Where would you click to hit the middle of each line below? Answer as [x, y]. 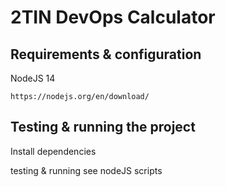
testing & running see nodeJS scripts [86, 170]
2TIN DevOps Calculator [113, 17]
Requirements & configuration [106, 54]
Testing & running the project [103, 127]
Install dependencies [53, 151]
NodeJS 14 [33, 78]
